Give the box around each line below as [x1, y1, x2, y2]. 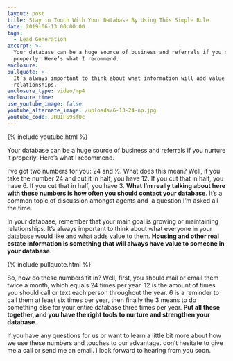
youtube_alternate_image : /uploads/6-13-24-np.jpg [7, 107, 157, 114]
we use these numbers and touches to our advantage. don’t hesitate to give [7, 338, 223, 347]
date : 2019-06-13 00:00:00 [7, 23, 85, 30]
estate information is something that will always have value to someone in [7, 239, 225, 247]
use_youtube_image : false [7, 101, 82, 108]
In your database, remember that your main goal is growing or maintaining [7, 217, 218, 226]
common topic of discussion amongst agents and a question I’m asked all [7, 196, 218, 205]
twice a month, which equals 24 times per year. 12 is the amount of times [7, 280, 216, 289]
